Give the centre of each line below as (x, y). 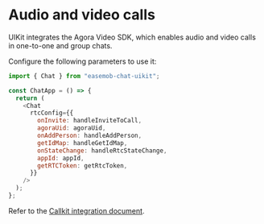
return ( (30, 98)
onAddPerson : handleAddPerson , (90, 136)
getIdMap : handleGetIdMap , (82, 143)
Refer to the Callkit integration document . (76, 210)
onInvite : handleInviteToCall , (90, 121)
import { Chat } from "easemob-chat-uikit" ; (84, 76)
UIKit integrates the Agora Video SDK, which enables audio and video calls (132, 37)
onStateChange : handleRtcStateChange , (102, 151)
